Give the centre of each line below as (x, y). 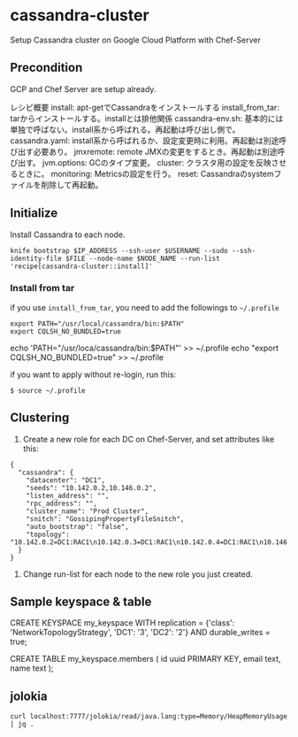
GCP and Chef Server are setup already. (83, 88)
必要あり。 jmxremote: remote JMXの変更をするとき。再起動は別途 (155, 151)
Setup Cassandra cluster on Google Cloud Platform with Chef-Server (136, 40)
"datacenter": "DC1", (65, 480)
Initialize (34, 213)
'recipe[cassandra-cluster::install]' (81, 266)
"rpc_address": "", (62, 503)
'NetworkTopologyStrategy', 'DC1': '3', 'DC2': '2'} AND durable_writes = (140, 633)
